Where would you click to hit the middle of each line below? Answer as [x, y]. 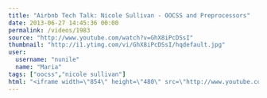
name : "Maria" [39, 67]
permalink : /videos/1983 [49, 30]
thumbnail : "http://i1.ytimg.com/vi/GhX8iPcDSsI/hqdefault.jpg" [117, 45]
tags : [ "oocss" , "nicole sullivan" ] [67, 74]
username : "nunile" [48, 60]
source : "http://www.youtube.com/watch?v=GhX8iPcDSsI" [101, 38]
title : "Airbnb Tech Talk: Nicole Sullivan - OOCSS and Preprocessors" [129, 15]
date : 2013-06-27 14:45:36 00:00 [64, 23]
